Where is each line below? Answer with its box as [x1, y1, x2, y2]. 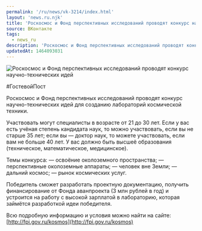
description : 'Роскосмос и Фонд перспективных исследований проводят [6, 43, 185, 49]
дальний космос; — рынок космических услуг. [6, 169, 127, 176]
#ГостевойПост [6, 83, 46, 90]
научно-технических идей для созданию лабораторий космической [6, 101, 182, 108]
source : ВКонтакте [6, 25, 52, 32]
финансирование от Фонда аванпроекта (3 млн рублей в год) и [6, 187, 170, 194]
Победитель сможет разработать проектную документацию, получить [6, 180, 189, 188]
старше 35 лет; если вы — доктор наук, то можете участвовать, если [6, 131, 185, 139]
